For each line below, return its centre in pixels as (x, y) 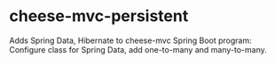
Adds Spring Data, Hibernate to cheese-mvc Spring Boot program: (131, 40)
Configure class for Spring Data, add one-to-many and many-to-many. (138, 49)
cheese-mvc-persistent (99, 16)
